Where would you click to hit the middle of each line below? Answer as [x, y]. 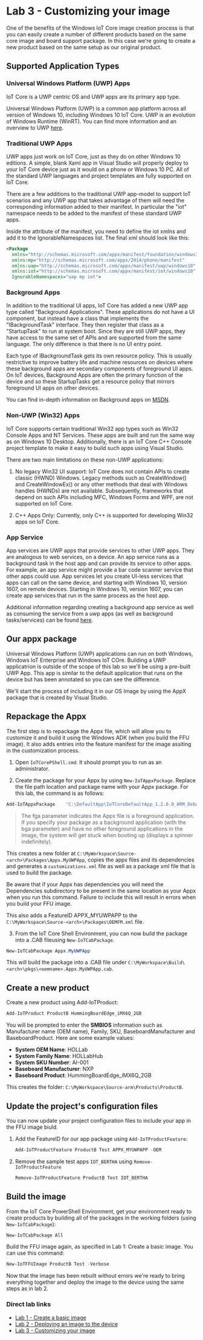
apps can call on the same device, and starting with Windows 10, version [97, 583]
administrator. [32, 768]
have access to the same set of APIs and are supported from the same [94, 338]
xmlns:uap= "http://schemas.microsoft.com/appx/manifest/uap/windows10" [104, 266]
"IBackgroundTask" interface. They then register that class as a [85, 325]
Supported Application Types [63, 66]
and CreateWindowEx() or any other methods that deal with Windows [101, 484]
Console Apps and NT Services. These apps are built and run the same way [101, 435]
